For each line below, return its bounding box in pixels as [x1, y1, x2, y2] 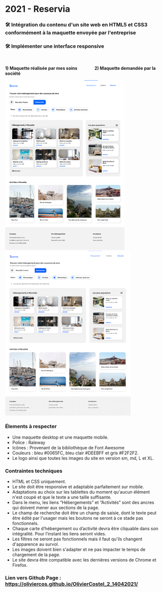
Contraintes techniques [5, 467, 63, 474]
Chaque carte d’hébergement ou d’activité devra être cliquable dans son [12, 526, 159, 532]
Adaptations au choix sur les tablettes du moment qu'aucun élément [12, 489, 150, 495]
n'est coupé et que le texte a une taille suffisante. [12, 494, 112, 500]
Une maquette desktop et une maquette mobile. [12, 434, 109, 440]
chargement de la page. [12, 552, 61, 558]
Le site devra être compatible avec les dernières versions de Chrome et [12, 557, 157, 563]
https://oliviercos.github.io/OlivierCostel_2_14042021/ [5, 581, 138, 588]
